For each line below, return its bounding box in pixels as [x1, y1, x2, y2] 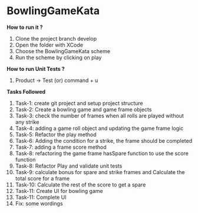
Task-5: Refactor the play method [15, 131, 97, 138]
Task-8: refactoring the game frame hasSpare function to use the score [15, 149, 189, 157]
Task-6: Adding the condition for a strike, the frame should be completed [15, 137, 193, 144]
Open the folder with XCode [15, 41, 83, 48]
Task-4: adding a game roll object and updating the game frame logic [15, 124, 184, 132]
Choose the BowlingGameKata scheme [15, 47, 111, 54]
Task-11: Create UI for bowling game [15, 187, 103, 194]
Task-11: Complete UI [15, 194, 67, 201]
